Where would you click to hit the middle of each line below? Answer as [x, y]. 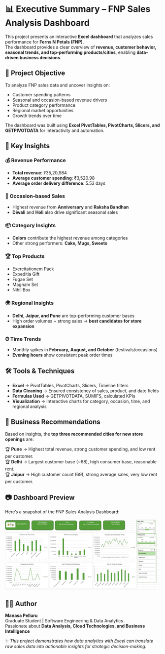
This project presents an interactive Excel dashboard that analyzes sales [79, 37]
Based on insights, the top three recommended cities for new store [74, 434]
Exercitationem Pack [33, 269]
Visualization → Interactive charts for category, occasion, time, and [81, 401]
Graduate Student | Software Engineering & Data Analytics [64, 621]
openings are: [19, 439]
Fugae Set [23, 280]
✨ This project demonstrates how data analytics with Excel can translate [79, 641]
